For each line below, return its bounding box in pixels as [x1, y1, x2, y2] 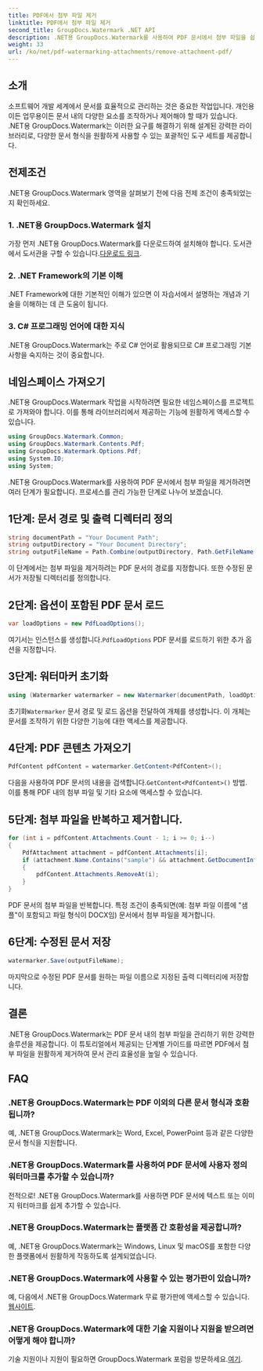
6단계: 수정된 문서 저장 [8, 935, 111, 949]
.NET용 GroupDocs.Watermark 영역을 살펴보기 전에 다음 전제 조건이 [8, 188, 219, 197]
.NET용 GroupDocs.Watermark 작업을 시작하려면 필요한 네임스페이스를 [8, 397, 228, 407]
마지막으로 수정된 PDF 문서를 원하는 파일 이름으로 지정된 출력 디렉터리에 [8, 971, 229, 982]
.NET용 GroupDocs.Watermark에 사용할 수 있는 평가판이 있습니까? [8, 1273, 251, 1284]
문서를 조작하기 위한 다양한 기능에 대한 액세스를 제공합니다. [8, 716, 188, 726]
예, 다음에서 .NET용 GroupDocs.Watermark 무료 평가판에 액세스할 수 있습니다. [8, 1292, 250, 1302]
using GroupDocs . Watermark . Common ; [8, 433, 124, 441]
